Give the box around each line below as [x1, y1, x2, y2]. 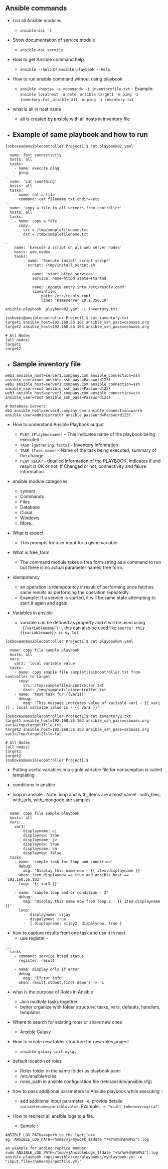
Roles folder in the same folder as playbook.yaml [20, 1068, 121, 1074]
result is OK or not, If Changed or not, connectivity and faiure [20, 463, 146, 469]
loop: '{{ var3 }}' [18, 881, 59, 887]
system [20, 488, 36, 494]
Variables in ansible [12, 610, 53, 616]
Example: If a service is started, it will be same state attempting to [20, 595, 156, 601]
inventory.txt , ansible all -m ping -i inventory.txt [20, 96, 134, 102]
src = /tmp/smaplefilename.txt [23, 227, 89, 232]
